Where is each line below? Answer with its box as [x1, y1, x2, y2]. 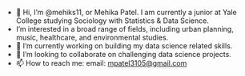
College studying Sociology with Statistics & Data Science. [15, 16, 210, 25]
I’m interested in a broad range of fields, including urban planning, [15, 25, 234, 33]
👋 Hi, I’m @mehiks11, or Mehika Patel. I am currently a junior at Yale [15, 8, 238, 17]
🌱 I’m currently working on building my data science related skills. [15, 41, 233, 51]
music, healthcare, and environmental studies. [15, 32, 169, 42]
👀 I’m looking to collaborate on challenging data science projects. [15, 50, 232, 59]
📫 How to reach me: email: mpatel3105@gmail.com [15, 59, 187, 67]
